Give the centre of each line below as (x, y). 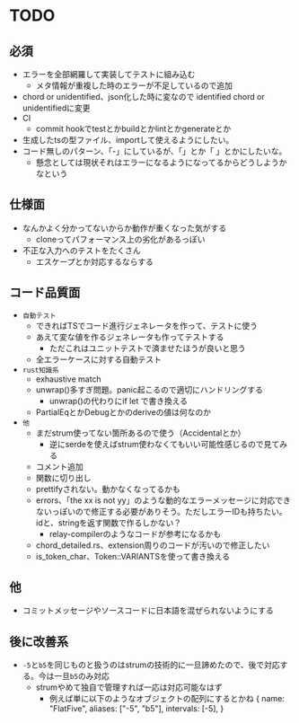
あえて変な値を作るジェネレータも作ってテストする (130, 337)
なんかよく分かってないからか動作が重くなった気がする (124, 228)
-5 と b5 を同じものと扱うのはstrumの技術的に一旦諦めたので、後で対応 (151, 665)
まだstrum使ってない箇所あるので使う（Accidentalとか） (141, 433)
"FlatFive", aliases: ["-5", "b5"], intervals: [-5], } (136, 709)
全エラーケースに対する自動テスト (98, 359)
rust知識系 (41, 370)
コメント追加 (59, 466)
